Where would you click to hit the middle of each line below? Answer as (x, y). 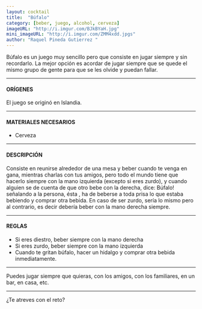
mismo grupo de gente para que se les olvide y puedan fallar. (82, 70)
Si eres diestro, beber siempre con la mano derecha (79, 239)
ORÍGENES (20, 89)
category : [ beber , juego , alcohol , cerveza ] (63, 23)
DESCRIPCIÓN (25, 155)
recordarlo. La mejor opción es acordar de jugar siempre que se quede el (97, 63)
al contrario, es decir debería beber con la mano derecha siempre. (88, 207)
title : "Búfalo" (28, 17)
